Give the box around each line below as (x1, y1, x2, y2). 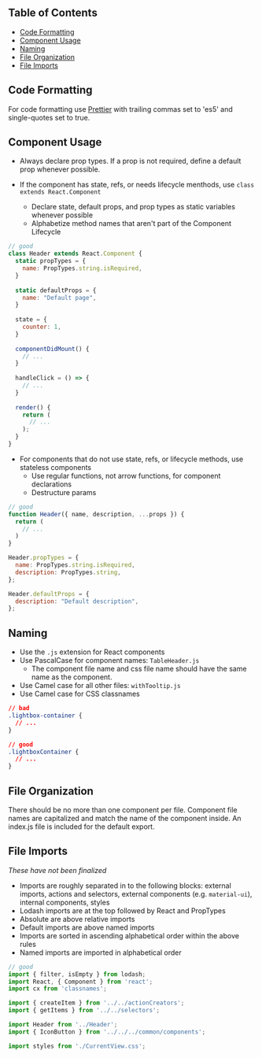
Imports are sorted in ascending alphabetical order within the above (19, 930, 240, 940)
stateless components (19, 462, 92, 472)
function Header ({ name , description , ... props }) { (8, 510, 185, 518)
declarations (31, 479, 72, 489)
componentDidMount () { (15, 345, 90, 353)
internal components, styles (19, 897, 110, 907)
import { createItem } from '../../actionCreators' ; (8, 999, 185, 1007)
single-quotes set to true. (8, 113, 90, 122)
